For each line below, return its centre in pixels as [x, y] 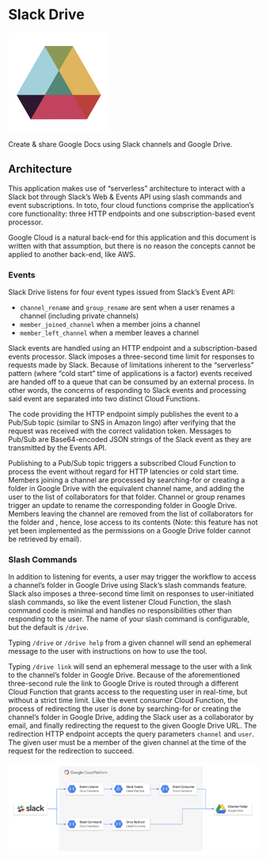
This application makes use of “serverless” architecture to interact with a [127, 188]
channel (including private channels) [79, 316]
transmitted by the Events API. [57, 448]
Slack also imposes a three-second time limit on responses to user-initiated [131, 594]
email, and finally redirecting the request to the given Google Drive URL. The [133, 726]
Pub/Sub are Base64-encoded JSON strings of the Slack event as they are [130, 440]
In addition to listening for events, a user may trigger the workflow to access [132, 577]
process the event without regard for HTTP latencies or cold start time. [123, 472]
